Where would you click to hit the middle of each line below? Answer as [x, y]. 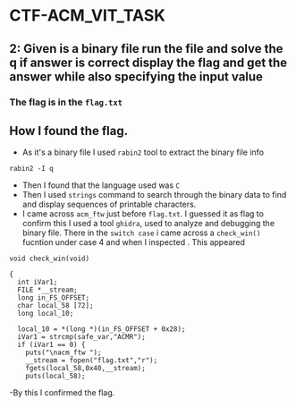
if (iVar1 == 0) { [52, 345]
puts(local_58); [56, 377]
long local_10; [46, 314]
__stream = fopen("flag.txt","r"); [92, 360]
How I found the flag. [68, 131]
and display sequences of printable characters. [109, 204]
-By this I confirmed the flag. [62, 393]
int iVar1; [38, 283]
